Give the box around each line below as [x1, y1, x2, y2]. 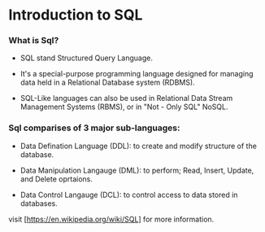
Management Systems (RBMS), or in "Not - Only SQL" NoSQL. [20, 102, 228, 112]
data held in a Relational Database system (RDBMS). [20, 77, 195, 87]
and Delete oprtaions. [20, 173, 93, 184]
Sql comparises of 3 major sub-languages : [8, 122, 180, 134]
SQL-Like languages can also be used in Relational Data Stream [20, 94, 233, 103]
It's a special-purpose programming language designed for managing [20, 69, 254, 79]
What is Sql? [8, 35, 59, 46]
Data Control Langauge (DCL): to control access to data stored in [20, 190, 238, 199]
